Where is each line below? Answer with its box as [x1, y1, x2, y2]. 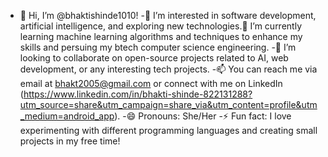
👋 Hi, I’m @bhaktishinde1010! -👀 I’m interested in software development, [19, 10, 317, 21]
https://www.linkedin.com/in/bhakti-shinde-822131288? [23, 88, 253, 100]
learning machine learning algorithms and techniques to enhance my [19, 31, 303, 42]
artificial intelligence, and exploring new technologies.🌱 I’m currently [19, 20, 302, 32]
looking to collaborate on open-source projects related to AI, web [19, 52, 289, 64]
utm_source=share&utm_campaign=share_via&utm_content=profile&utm [19, 99, 318, 110]
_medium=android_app [19, 110, 115, 122]
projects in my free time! [19, 135, 121, 147]
